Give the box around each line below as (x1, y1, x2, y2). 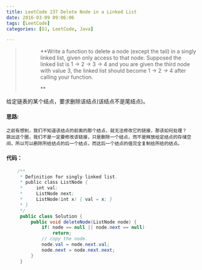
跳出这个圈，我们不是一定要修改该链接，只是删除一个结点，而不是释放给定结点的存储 (6, 134, 187, 140)
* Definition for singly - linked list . (19, 174, 118, 180)
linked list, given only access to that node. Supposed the (40, 54, 182, 61)
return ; (52, 230, 72, 237)
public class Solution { (19, 213, 83, 219)
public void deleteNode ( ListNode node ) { (30, 219, 137, 225)
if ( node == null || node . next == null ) (41, 224, 146, 231)
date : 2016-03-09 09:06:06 (6, 15, 75, 21)
